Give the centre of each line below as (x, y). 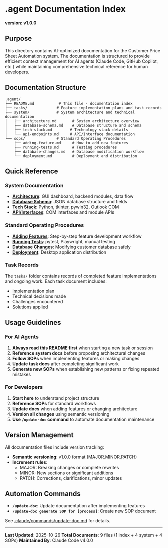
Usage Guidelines (33, 322)
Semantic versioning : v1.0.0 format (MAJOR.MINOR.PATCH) (75, 457)
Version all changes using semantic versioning (61, 414)
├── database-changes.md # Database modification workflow (79, 152)
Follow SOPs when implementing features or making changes (76, 358)
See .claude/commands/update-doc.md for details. (58, 521)
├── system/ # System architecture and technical (70, 112)
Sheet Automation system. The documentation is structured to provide (77, 56)
